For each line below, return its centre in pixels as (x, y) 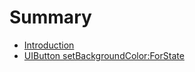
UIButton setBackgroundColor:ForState (104, 55)
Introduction (49, 45)
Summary (50, 17)
